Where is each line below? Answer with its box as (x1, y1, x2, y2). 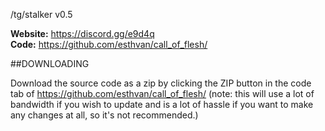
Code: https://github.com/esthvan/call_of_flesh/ (10, 39, 208, 50)
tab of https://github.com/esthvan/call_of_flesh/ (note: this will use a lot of (10, 88, 315, 99)
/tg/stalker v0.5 (10, 9, 73, 20)
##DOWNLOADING (10, 58, 90, 69)
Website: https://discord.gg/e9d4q (10, 28, 155, 39)
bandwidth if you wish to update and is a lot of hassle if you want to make (10, 99, 314, 110)
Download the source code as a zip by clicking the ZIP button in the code (10, 77, 312, 89)
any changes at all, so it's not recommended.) (10, 109, 199, 121)
